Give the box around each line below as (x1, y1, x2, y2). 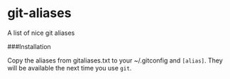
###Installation (7, 42, 51, 51)
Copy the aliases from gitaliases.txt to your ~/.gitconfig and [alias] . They (7, 56, 224, 65)
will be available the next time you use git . (7, 63, 132, 72)
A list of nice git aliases (7, 28, 75, 37)
